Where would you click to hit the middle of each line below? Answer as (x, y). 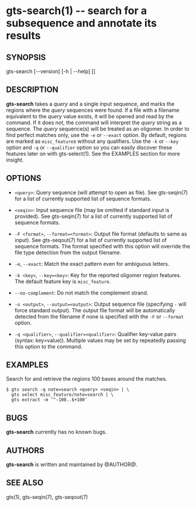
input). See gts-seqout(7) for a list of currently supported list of (91, 240)
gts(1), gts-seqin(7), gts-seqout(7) (47, 497)
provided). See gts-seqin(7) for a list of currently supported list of (93, 216)
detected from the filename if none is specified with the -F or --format (99, 316)
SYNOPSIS (26, 57)
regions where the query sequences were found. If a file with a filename (93, 110)
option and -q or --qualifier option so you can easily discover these (89, 147)
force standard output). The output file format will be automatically (95, 310)
